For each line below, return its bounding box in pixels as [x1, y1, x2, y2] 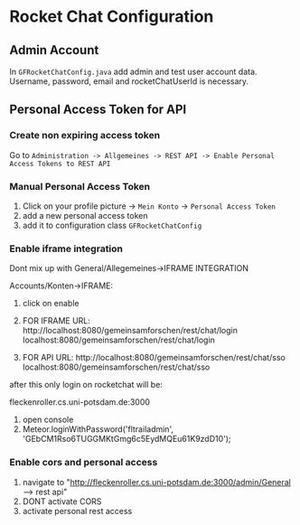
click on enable [22, 298, 80, 309]
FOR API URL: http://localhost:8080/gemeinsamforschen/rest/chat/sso [22, 352, 286, 363]
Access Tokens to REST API [9, 159, 111, 168]
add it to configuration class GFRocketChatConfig [22, 220, 202, 230]
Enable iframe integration [9, 242, 124, 255]
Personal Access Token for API [9, 102, 187, 117]
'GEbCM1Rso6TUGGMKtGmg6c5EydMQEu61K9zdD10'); [22, 434, 232, 445]
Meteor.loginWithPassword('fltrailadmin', [22, 424, 174, 435]
